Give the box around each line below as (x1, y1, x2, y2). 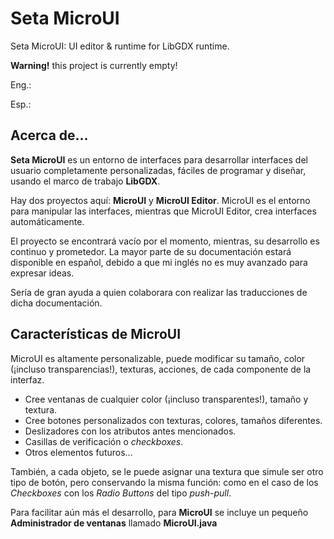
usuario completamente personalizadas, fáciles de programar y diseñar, (10, 164, 307, 176)
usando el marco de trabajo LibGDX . (10, 175, 161, 187)
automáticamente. (10, 215, 85, 227)
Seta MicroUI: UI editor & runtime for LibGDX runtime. (10, 40, 230, 52)
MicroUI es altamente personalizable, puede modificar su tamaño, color (10, 352, 306, 364)
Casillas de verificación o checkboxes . (24, 435, 184, 447)
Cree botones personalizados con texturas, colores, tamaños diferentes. (24, 414, 323, 426)
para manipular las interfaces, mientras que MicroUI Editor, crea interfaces (10, 205, 317, 217)
